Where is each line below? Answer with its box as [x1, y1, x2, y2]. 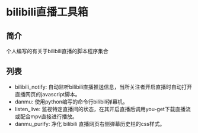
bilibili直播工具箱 [6, 5, 88, 19]
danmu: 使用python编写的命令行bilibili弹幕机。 [14, 98, 129, 105]
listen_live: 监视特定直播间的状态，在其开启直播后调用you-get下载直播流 [14, 105, 191, 112]
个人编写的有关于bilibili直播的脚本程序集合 [6, 48, 108, 54]
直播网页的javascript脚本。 [14, 90, 81, 98]
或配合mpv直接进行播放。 [14, 113, 78, 120]
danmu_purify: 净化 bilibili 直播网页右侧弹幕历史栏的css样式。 [14, 120, 165, 127]
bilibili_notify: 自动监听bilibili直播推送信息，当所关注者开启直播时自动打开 [14, 83, 193, 90]
